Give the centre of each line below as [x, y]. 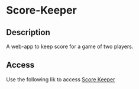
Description [28, 32]
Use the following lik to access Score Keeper [61, 79]
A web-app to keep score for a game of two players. [70, 46]
